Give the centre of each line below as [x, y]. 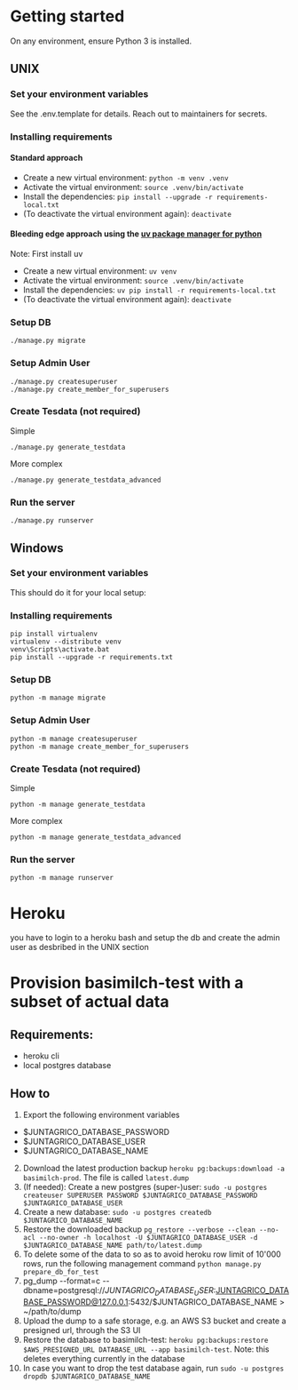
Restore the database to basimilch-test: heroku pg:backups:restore [145, 1339]
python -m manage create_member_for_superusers [100, 747]
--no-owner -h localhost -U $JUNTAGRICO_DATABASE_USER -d [149, 1238]
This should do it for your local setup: [78, 592]
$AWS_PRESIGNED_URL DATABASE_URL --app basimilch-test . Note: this [146, 1349]
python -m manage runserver [62, 878]
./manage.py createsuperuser [64, 381]
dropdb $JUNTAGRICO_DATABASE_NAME [86, 1376]
